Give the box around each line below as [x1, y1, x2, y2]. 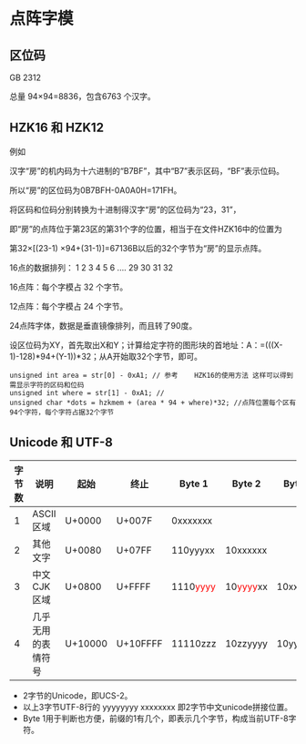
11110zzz [171, 637, 217, 649]
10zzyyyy [224, 637, 269, 649]
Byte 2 [231, 477, 261, 490]
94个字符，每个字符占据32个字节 [9, 407, 115, 417]
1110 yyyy [171, 580, 217, 593]
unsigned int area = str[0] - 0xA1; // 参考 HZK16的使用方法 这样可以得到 [9, 371, 294, 380]
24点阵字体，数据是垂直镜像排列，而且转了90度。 [9, 320, 198, 331]
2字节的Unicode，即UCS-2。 [22, 689, 133, 701]
